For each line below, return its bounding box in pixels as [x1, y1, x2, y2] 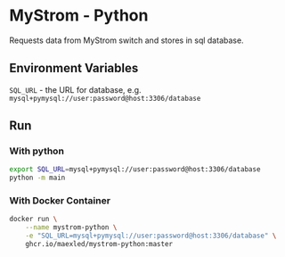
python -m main [9, 173, 66, 183]
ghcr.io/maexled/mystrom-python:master [25, 240, 174, 249]
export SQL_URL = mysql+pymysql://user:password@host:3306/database [9, 165, 261, 174]
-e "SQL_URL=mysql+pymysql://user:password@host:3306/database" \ [25, 231, 277, 241]
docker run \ [9, 215, 58, 224]
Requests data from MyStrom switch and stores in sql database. [9, 35, 244, 46]
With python [9, 145, 65, 157]
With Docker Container [9, 195, 111, 207]
